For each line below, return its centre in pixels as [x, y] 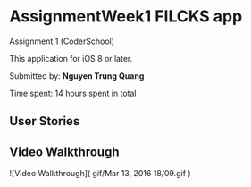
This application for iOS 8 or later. [71, 58]
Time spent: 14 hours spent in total [73, 93]
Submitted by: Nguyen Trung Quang [77, 76]
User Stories [45, 121]
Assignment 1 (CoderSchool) [62, 41]
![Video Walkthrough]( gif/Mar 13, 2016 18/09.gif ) [100, 174]
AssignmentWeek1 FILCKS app [126, 17]
